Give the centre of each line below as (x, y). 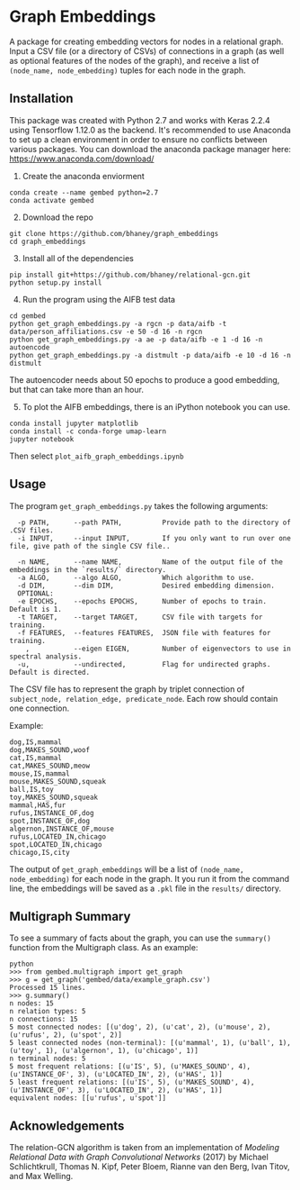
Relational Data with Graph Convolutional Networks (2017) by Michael (139, 1157)
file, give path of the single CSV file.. (90, 546)
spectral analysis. (46, 656)
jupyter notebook (42, 439)
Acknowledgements (67, 1126)
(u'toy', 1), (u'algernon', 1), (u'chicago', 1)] (104, 1051)
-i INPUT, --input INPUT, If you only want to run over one (154, 538)
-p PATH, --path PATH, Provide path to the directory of (154, 522)
